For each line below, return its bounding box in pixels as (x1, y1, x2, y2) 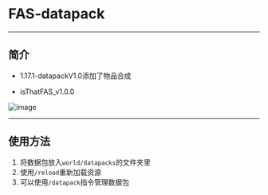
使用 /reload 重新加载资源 (19, 167, 101, 177)
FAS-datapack (8, 5, 105, 23)
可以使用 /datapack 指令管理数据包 (19, 177, 130, 187)
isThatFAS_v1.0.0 (19, 87, 75, 96)
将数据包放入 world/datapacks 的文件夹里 (19, 157, 152, 167)
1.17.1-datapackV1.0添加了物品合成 (19, 71, 132, 80)
